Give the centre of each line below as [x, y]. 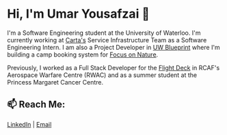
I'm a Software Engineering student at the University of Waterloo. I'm [104, 33]
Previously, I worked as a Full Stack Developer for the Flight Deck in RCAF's [113, 67]
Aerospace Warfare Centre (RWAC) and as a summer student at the [102, 75]
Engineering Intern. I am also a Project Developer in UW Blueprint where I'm [113, 47]
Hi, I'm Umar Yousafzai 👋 [79, 14]
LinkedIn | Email [29, 124]
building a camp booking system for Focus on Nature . [83, 55]
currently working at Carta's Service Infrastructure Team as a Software [107, 40]
